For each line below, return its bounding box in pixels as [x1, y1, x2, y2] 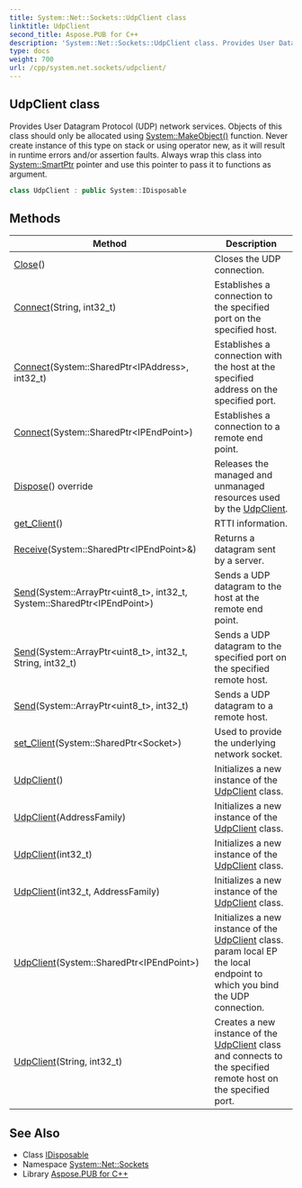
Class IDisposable [22, 1149, 89, 1160]
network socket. [214, 748, 283, 761]
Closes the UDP [214, 253, 281, 266]
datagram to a [214, 700, 274, 712]
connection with [214, 349, 283, 362]
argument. [9, 168, 48, 179]
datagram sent [214, 543, 276, 556]
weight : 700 [9, 55, 54, 64]
